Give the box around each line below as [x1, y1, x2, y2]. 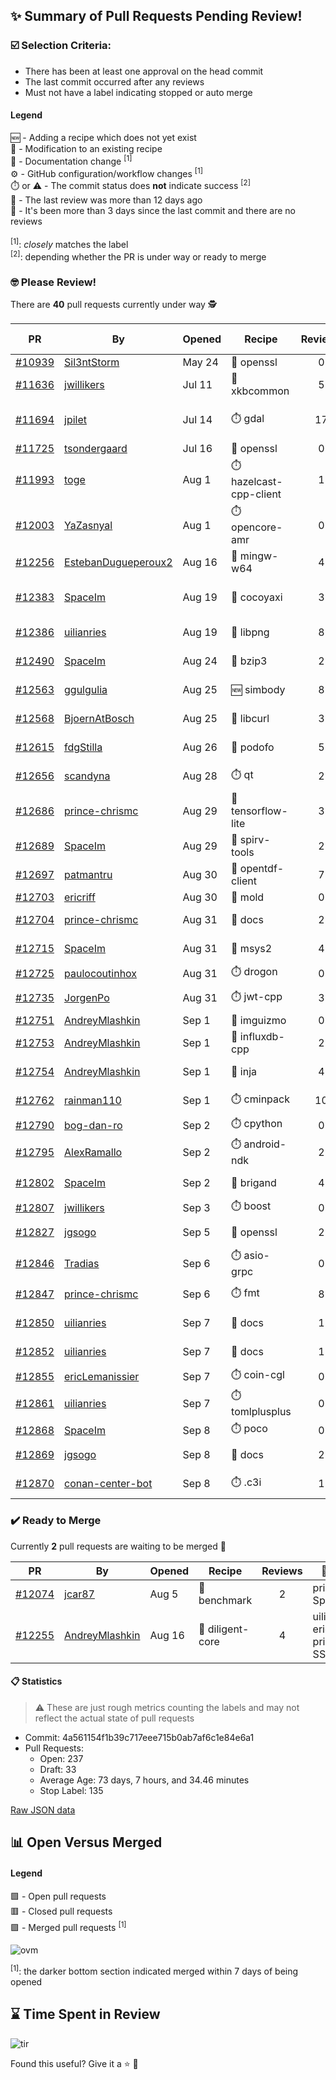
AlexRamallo [64, 1145, 123, 1159]
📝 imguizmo [231, 1014, 287, 1028]
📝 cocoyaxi [231, 590, 283, 604]
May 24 [182, 355, 219, 369]
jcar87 [64, 1587, 95, 1601]
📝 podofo [231, 740, 275, 754]
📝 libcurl [231, 712, 270, 726]
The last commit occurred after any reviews [24, 75, 205, 88]
